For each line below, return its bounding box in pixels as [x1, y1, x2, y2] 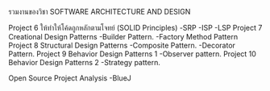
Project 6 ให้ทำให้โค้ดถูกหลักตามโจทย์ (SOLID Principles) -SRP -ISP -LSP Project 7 [8, 23, 263, 32]
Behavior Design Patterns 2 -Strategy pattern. [8, 58, 161, 67]
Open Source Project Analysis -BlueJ [8, 73, 131, 83]
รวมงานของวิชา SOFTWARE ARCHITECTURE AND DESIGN [8, 7, 191, 16]
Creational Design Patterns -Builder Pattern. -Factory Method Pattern [8, 32, 239, 41]
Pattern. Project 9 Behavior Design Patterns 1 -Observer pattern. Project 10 [8, 49, 256, 59]
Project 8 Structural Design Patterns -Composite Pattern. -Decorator [8, 40, 236, 50]
